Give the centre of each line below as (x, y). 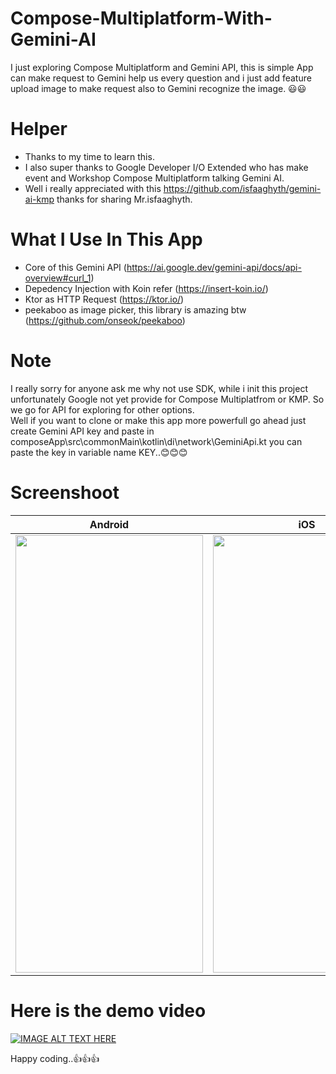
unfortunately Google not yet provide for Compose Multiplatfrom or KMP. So (167, 399)
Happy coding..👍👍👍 (55, 1058)
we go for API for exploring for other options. (102, 409)
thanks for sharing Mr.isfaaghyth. (124, 199)
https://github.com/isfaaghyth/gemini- (242, 188)
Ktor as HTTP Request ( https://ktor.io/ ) (104, 299)
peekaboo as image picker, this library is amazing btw (135, 309)
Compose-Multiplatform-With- (141, 18)
